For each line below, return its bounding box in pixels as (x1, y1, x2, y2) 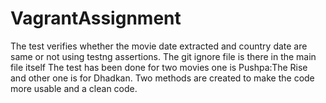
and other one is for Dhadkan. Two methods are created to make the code (10, 72, 315, 84)
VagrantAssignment (10, 7, 182, 30)
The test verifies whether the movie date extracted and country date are (10, 40, 308, 52)
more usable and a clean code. (10, 82, 138, 94)
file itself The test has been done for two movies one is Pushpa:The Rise (10, 61, 308, 73)
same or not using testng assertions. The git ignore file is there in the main (10, 50, 317, 62)
